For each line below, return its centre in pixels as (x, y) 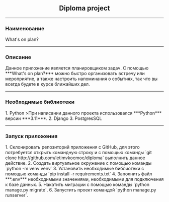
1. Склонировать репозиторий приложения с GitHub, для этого (72, 147)
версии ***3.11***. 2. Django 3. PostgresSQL (54, 118)
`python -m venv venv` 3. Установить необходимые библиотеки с (75, 169)
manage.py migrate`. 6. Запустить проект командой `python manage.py (81, 190)
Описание (18, 57)
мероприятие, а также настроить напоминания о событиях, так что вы (81, 79)
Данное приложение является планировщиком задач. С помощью (77, 68)
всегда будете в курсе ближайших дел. (48, 84)
